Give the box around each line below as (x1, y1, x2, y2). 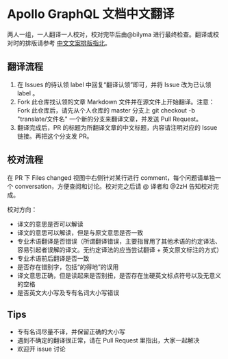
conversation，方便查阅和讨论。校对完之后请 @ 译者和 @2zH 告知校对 (14, 182, 214, 190)
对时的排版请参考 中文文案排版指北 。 (7, 38, 111, 47)
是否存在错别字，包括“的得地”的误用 (16, 262, 119, 271)
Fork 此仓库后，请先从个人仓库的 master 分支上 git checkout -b (16, 106, 195, 114)
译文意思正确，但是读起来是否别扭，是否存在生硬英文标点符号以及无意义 (16, 271, 221, 279)
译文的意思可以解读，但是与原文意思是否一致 (16, 228, 144, 237)
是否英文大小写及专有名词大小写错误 (16, 288, 120, 297)
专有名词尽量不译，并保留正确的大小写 (16, 327, 125, 336)
